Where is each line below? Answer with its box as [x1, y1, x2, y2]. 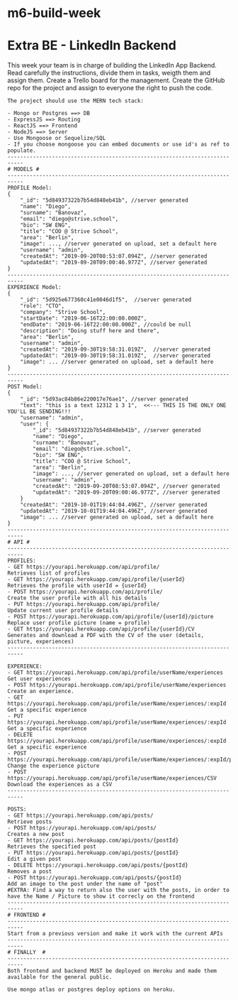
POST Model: [7, 384, 42, 391]
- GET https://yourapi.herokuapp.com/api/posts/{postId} [7, 837, 179, 844]
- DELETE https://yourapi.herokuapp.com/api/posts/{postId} [7, 862, 189, 869]
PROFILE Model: [7, 185, 52, 192]
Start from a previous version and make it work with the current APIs [7, 930, 223, 937]
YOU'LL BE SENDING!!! [7, 408, 72, 415]
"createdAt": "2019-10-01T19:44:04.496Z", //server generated [20, 501, 208, 509]
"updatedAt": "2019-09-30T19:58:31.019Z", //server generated [20, 352, 211, 359]
